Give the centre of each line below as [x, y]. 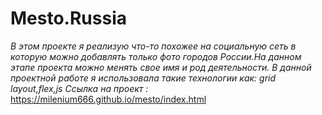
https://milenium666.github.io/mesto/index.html [108, 99]
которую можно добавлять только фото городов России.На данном [156, 56]
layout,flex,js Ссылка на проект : [79, 88]
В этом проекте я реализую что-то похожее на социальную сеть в [153, 46]
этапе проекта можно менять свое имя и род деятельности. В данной [161, 67]
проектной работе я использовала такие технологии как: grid [143, 78]
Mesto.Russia [68, 18]
